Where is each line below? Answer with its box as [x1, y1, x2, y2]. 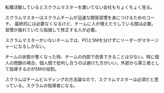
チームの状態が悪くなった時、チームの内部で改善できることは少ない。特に [5, 54, 155, 60]
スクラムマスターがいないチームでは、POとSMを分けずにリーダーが [5, 37, 142, 43]
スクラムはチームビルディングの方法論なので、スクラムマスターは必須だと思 [5, 76, 159, 82]
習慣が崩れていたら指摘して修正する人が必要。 [5, 27, 99, 33]
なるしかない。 [18, 44, 48, 49]
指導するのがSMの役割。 [9, 66, 59, 72]
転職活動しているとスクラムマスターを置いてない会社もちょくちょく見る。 [5, 4, 155, 10]
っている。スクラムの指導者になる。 [5, 83, 78, 88]
